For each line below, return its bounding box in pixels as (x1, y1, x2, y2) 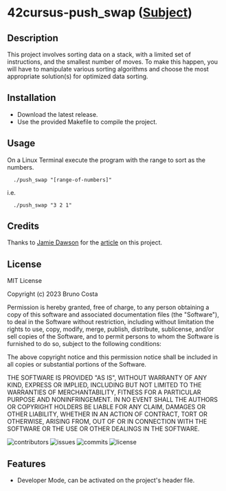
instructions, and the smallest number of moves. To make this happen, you (7, 58, 218, 66)
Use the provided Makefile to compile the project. (16, 117, 158, 126)
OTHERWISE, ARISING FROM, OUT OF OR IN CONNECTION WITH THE (7, 418, 207, 426)
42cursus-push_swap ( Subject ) (7, 5, 192, 21)
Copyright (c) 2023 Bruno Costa (7, 290, 98, 298)
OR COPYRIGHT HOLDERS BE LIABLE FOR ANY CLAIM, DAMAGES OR (7, 403, 206, 411)
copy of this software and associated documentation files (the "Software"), (7, 310, 220, 319)
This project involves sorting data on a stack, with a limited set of (7, 50, 191, 58)
